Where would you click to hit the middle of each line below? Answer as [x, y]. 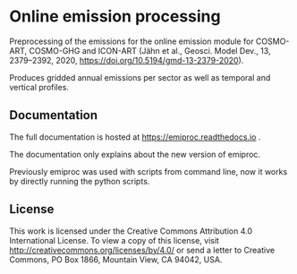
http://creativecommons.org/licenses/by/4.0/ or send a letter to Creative [142, 250]
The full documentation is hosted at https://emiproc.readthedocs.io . [135, 137]
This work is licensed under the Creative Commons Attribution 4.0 [131, 231]
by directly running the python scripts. [80, 181]
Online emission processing [115, 17]
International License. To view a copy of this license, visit [114, 240]
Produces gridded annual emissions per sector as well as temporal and [140, 77]
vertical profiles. [39, 87]
